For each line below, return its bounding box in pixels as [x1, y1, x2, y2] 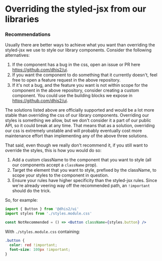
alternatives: [5, 52, 30, 58]
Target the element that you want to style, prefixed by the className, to [12, 167, 157, 173]
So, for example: [5, 197, 38, 203]
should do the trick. [12, 188, 51, 194]
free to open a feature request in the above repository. [12, 77, 121, 83]
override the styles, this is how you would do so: [5, 147, 102, 153]
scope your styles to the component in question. [12, 172, 109, 178]
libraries [5, 14, 39, 25]
